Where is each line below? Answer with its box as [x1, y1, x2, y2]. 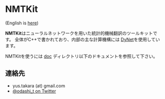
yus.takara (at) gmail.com [12, 83, 65, 89]
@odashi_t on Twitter [12, 88, 56, 94]
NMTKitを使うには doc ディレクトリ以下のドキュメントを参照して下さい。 [5, 53, 158, 59]
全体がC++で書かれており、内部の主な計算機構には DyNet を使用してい [14, 36, 160, 42]
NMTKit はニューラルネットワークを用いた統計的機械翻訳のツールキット [5, 30, 153, 36]
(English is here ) [5, 20, 39, 26]
